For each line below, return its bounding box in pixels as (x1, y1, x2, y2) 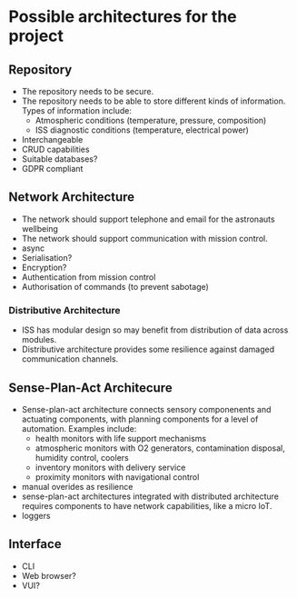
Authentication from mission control (21, 271, 156, 283)
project (8, 25, 64, 46)
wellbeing (21, 223, 58, 234)
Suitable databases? (21, 154, 98, 164)
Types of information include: (21, 105, 133, 115)
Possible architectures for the (8, 6, 237, 27)
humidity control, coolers (35, 452, 129, 463)
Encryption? (21, 262, 67, 273)
